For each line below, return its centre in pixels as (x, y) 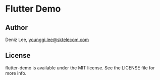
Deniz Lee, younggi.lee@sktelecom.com (47, 39)
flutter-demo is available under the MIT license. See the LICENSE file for (80, 68)
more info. (16, 73)
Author (16, 28)
